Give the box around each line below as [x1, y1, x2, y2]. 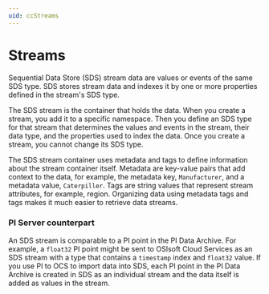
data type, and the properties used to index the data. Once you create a [8, 131, 246, 140]
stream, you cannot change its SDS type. [8, 139, 144, 149]
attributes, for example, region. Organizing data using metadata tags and [8, 189, 249, 199]
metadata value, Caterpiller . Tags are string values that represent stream [8, 180, 254, 190]
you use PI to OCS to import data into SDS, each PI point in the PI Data [8, 261, 241, 271]
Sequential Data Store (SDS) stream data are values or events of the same [8, 73, 253, 83]
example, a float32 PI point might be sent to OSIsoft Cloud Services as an [8, 244, 253, 253]
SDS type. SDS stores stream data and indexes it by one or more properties [8, 81, 258, 91]
